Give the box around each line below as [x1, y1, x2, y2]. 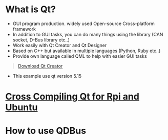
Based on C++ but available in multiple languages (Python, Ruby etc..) [12, 48, 161, 54]
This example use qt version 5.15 [12, 73, 82, 79]
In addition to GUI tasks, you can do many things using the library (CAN [12, 31, 163, 37]
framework [12, 26, 36, 32]
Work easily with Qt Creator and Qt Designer [12, 42, 107, 48]
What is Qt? [5, 4, 56, 15]
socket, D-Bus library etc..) [12, 37, 70, 43]
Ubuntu [5, 102, 38, 113]
